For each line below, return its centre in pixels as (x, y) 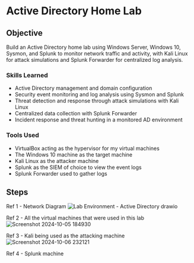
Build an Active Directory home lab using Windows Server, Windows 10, (93, 47)
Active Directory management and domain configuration (83, 88)
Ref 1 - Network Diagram (36, 206)
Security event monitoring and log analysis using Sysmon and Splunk (99, 95)
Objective (25, 33)
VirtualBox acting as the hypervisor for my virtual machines (87, 148)
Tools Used (23, 135)
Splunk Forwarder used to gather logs (61, 173)
